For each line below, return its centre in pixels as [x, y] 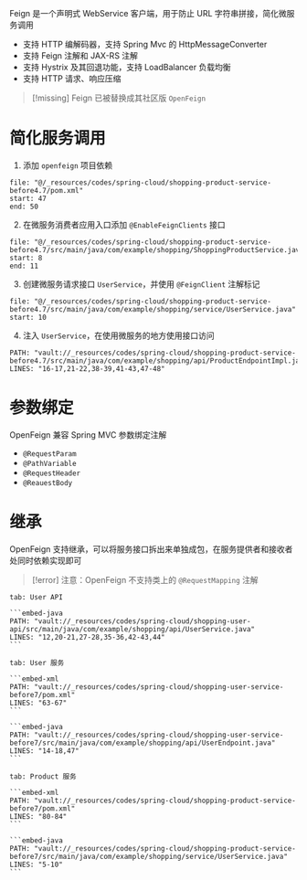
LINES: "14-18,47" [44, 751]
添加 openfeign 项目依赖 [68, 165]
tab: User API [37, 597]
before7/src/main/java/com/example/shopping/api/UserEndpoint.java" [143, 743]
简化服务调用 [58, 138]
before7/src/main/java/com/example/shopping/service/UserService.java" [148, 856]
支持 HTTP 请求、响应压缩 [72, 79]
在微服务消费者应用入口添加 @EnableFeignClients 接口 [124, 224]
